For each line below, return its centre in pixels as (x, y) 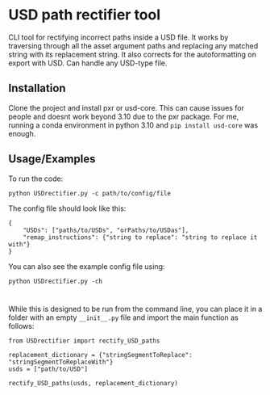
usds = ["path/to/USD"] (48, 369)
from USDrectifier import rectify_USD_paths (84, 341)
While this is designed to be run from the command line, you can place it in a (135, 309)
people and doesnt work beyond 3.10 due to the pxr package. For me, (124, 116)
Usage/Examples (52, 159)
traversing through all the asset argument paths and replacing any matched (133, 45)
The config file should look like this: (67, 208)
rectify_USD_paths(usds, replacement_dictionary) (93, 383)
